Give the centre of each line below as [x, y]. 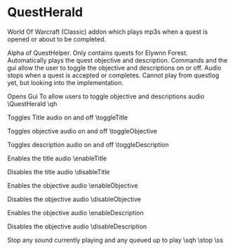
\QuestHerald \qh [32, 103]
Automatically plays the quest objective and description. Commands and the [117, 60]
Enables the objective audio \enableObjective [73, 185]
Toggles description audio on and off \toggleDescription [88, 144]
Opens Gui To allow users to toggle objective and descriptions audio [106, 96]
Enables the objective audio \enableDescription [75, 212]
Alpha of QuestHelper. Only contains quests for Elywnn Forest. [98, 53]
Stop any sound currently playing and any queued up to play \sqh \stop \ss [115, 240]
